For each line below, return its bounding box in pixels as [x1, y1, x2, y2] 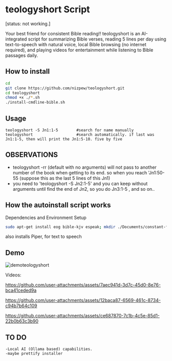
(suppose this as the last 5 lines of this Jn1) [19, 175, 111, 181]
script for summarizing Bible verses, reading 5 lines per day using [28, 36, 166, 42]
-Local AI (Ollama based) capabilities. [5, 347, 93, 352]
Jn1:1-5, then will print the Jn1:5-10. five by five [5, 136, 123, 142]
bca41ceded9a [5, 287, 37, 293]
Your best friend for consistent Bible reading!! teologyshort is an [5, 30, 141, 36]
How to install [5, 67, 50, 76]
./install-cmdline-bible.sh [5, 100, 66, 105]
